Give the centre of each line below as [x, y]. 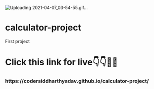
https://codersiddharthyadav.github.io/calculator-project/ [77, 81]
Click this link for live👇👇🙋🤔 [61, 62]
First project [17, 41]
